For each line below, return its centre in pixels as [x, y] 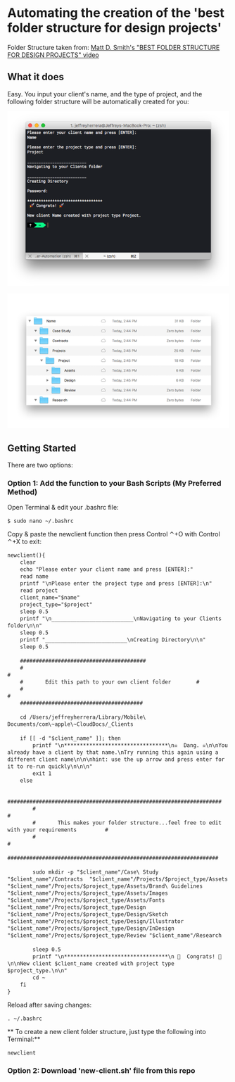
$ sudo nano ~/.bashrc [40, 521]
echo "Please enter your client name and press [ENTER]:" [107, 570]
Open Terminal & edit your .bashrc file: [63, 508]
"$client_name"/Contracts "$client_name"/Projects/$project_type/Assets [118, 879]
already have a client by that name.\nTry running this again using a [113, 753]
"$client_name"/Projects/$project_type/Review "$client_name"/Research [114, 936]
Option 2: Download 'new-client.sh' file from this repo [101, 1071]
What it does [36, 77]
